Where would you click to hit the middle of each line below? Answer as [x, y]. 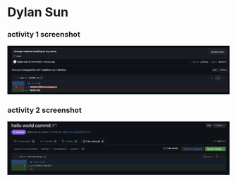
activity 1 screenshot [44, 35]
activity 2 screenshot [45, 110]
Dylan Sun [38, 12]
